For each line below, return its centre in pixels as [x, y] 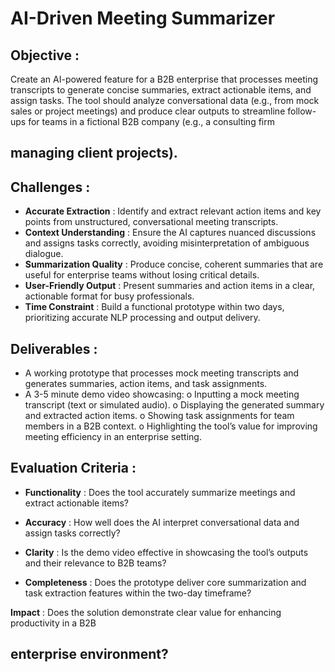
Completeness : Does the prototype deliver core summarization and [165, 582]
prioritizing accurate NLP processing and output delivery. [142, 318]
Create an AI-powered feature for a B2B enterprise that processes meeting [164, 79]
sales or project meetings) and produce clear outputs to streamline [148, 111]
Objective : [45, 55]
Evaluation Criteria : [73, 468]
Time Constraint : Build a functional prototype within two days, [154, 307]
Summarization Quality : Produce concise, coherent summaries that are [174, 264]
